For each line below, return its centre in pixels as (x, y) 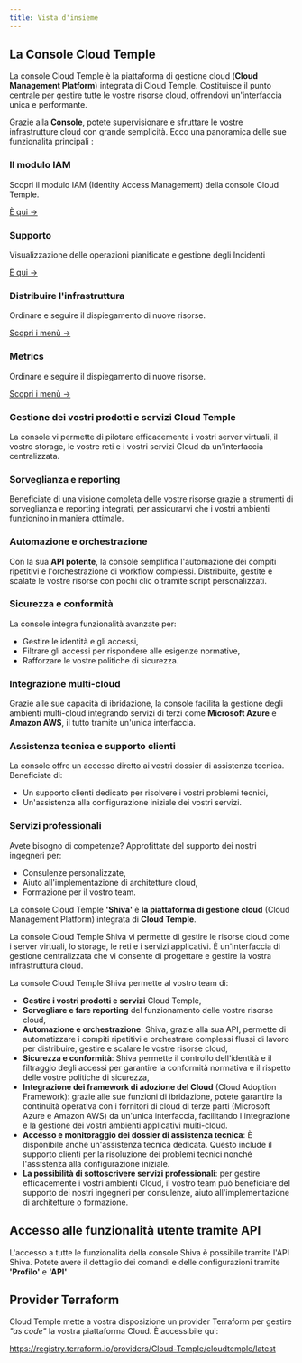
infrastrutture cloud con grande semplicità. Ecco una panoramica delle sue (148, 132)
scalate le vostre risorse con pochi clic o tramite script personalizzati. (138, 580)
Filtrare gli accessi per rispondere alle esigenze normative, (131, 651)
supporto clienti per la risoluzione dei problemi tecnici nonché (137, 1154)
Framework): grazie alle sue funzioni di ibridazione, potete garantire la (152, 1096)
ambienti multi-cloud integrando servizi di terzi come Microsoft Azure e (143, 713)
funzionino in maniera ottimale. (67, 518)
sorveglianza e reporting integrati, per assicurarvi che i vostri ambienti (140, 509)
